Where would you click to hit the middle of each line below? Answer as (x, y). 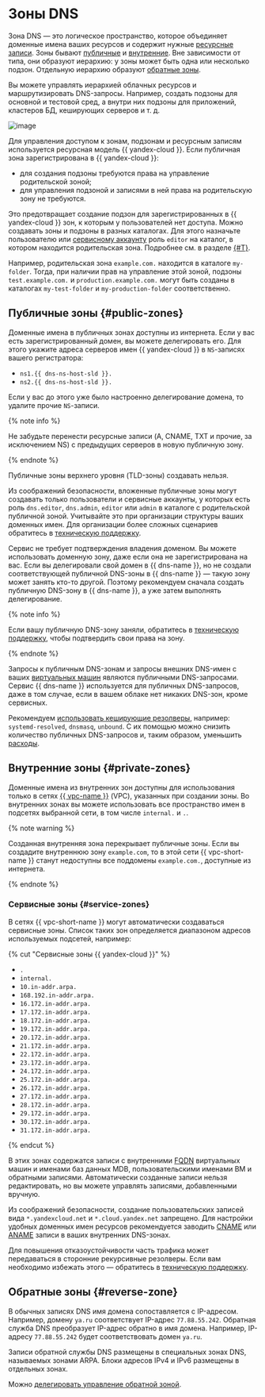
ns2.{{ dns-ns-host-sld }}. (66, 382)
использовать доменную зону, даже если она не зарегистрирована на (128, 556)
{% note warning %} (42, 828)
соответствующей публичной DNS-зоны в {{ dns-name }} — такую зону (129, 573)
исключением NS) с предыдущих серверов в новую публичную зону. (126, 444)
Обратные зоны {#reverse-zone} (93, 1292)
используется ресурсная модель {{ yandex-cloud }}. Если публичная (125, 149)
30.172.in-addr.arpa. (55, 1122)
